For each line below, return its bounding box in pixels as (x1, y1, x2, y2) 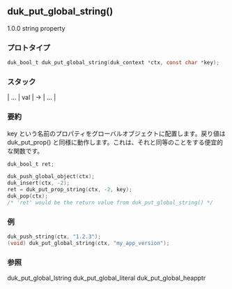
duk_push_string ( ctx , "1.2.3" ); (7, 233, 101, 240)
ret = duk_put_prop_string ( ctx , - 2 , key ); (7, 186, 132, 193)
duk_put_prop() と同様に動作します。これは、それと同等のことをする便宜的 (7, 138, 224, 146)
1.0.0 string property (7, 24, 65, 32)
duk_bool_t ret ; (7, 161, 54, 168)
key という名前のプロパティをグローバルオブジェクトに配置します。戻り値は (7, 129, 226, 138)
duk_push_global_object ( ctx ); (7, 173, 95, 180)
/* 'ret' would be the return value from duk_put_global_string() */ (7, 199, 214, 206)
